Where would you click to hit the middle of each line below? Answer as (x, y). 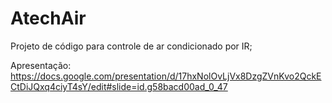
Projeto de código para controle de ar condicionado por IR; (131, 46)
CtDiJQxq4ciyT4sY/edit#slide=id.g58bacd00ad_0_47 (119, 86)
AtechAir (48, 18)
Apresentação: (41, 65)
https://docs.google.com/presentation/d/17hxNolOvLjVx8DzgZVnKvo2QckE (166, 76)
